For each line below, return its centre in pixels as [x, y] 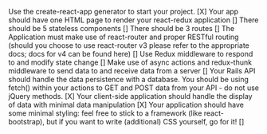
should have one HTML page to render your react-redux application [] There [133, 20]
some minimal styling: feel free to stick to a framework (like [105, 113]
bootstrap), [27, 122]
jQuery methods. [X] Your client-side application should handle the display [130, 96]
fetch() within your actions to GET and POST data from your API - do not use [133, 88]
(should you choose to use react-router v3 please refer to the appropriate [129, 45]
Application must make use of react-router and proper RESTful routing [124, 37]
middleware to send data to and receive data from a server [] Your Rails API [132, 71]
